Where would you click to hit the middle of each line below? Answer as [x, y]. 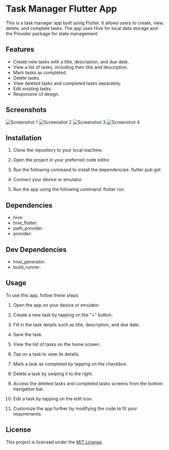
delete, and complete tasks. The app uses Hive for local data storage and [82, 28]
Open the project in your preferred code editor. [62, 160]
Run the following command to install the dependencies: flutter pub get [87, 170]
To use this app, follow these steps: [43, 295]
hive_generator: [29, 262]
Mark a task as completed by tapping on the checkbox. [70, 364]
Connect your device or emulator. [48, 180]
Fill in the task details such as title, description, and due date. [76, 324]
